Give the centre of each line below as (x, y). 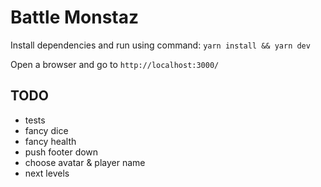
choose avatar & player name (85, 162)
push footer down (61, 152)
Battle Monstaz (75, 17)
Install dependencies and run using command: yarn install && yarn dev (160, 45)
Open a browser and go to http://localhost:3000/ (115, 64)
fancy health (50, 141)
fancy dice (46, 130)
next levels (47, 173)
